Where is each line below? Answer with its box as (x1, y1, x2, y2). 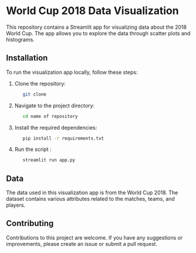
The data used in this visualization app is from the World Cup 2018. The (6, 189, 178, 196)
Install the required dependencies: (14, 124, 98, 131)
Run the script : (14, 146, 51, 153)
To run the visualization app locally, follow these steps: (6, 69, 138, 76)
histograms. (6, 36, 35, 43)
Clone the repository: (14, 80, 66, 87)
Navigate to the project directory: (14, 102, 95, 109)
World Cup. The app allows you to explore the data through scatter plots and (6, 29, 191, 36)
